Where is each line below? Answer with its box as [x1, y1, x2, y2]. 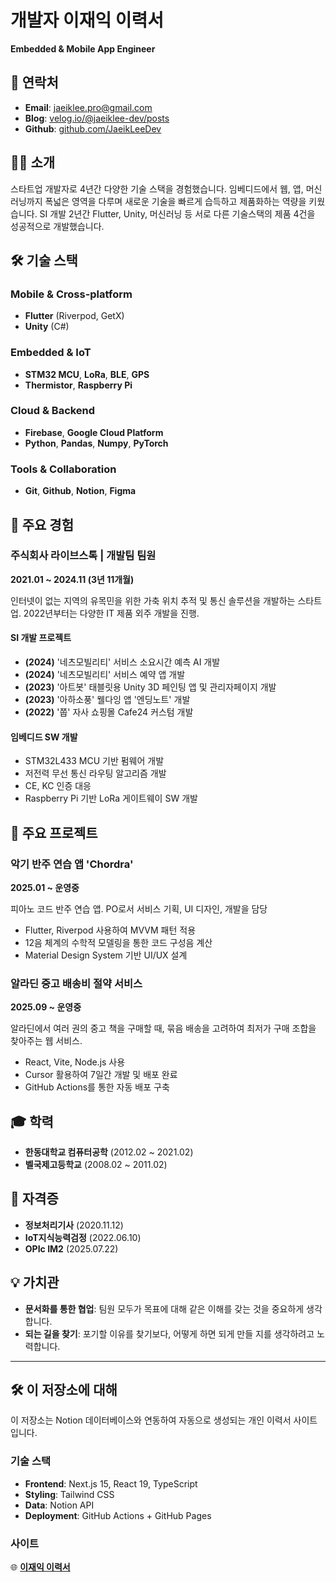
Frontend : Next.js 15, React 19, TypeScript [24, 1477, 198, 1490]
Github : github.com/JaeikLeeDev [24, 122, 162, 135]
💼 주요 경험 [10, 516, 75, 533]
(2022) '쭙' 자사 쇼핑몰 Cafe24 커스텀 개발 [24, 706, 194, 718]
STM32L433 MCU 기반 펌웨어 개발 [24, 755, 165, 767]
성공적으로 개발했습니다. [10, 220, 105, 232]
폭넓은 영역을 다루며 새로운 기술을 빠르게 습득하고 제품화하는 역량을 [44, 195, 307, 207]
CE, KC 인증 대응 [24, 780, 92, 792]
